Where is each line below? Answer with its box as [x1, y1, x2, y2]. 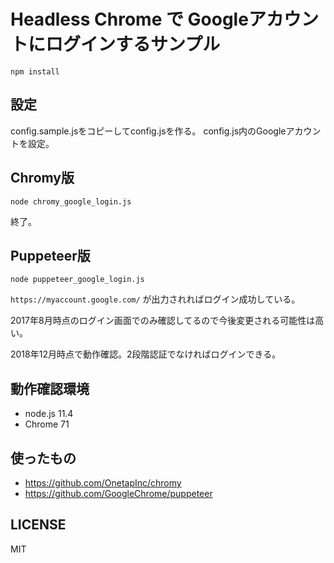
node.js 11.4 [24, 408, 74, 420]
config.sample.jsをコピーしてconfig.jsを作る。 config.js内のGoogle [10, 125, 287, 137]
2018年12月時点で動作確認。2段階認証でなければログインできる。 [10, 348, 282, 360]
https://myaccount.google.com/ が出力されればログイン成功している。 [10, 293, 301, 305]
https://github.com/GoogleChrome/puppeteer [24, 488, 213, 499]
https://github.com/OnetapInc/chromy [24, 477, 182, 489]
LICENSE [10, 516, 67, 534]
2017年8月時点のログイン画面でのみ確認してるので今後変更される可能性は [10, 315, 316, 327]
